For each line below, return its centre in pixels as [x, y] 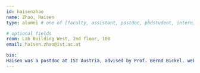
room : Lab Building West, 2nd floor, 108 [58, 39]
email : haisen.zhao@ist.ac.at [44, 45]
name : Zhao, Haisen [30, 17]
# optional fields [29, 33]
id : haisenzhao [25, 12]
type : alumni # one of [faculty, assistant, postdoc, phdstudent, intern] [101, 23]
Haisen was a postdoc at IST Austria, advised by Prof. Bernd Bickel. [96, 61]
